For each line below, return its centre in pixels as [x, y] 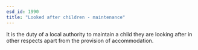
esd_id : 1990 [23, 12]
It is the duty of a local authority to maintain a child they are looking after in [99, 34]
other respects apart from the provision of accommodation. [80, 40]
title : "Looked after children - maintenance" [66, 17]
